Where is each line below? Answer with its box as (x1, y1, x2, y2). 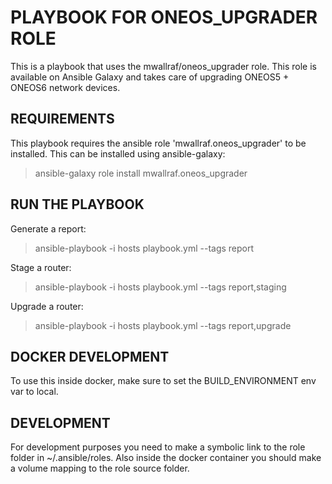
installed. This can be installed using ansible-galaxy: (10, 147, 226, 160)
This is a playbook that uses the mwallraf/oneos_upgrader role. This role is (10, 60, 317, 72)
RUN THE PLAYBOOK (10, 196, 145, 213)
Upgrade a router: (10, 300, 84, 312)
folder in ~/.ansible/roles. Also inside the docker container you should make (10, 452, 322, 464)
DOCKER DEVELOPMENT (10, 348, 170, 365)
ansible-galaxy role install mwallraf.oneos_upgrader (34, 167, 248, 179)
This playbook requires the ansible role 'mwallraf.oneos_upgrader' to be (10, 137, 307, 149)
